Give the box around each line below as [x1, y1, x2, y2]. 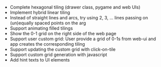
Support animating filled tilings [9, 25, 73, 31]
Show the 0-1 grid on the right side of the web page [9, 31, 116, 36]
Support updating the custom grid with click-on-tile [9, 47, 116, 52]
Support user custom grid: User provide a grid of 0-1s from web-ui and [9, 36, 156, 42]
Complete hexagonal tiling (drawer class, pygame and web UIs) [9, 4, 141, 10]
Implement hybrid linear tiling [9, 9, 70, 15]
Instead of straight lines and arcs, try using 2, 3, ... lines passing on [9, 15, 148, 20]
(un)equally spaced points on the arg [9, 20, 86, 26]
